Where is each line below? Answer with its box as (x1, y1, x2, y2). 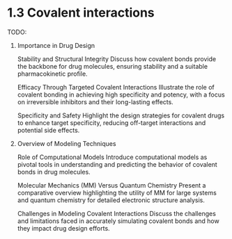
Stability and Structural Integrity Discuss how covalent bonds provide (17, 54, 217, 63)
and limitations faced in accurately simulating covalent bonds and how (17, 217, 219, 225)
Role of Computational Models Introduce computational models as (17, 153, 208, 161)
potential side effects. (17, 126, 80, 134)
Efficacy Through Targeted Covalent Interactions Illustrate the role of (17, 83, 215, 91)
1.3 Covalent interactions (7, 5, 155, 21)
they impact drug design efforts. (17, 224, 110, 232)
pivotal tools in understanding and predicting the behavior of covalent (17, 160, 217, 168)
